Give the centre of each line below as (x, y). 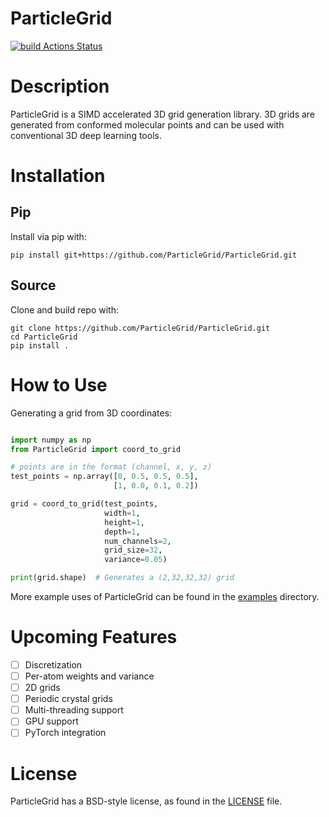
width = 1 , (122, 513)
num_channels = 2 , (138, 541)
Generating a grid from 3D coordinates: (91, 413)
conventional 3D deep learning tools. (86, 135)
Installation (58, 176)
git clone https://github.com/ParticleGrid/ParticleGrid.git (140, 328)
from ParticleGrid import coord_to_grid (96, 449)
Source (33, 285)
